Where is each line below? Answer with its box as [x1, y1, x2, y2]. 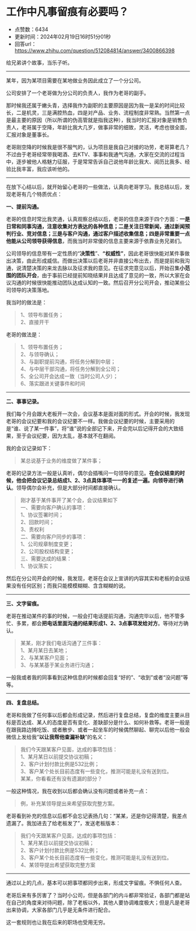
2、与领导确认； [20, 350, 60, 357]
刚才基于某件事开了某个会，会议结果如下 [20, 496, 118, 504]
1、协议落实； [20, 562, 54, 569]
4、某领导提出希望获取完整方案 [20, 861, 96, 868]
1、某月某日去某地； [20, 647, 69, 654]
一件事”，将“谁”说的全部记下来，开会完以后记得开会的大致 [38, 425, 179, 432]
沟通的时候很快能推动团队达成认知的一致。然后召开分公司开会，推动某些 [10, 279, 185, 286]
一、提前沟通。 [6, 203, 42, 210]
